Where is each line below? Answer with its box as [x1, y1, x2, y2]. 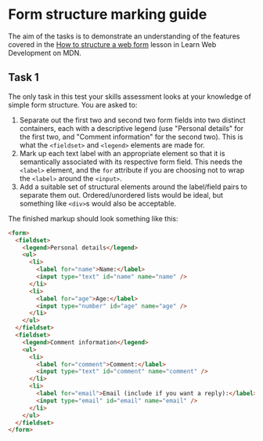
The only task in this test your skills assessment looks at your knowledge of [8, 92, 252, 101]
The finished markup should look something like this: [8, 213, 178, 223]
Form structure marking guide [8, 5, 207, 24]
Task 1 [8, 71, 39, 84]
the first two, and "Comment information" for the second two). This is [19, 132, 243, 141]
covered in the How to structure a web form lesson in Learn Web [8, 39, 217, 49]
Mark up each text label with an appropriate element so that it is [19, 148, 225, 158]
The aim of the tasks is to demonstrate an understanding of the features [8, 31, 240, 41]
